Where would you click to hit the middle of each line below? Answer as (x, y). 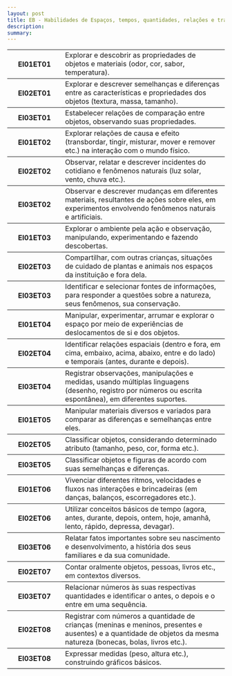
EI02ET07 (35, 572)
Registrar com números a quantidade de (130, 617)
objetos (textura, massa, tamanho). (122, 102)
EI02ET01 (35, 93)
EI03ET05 (35, 465)
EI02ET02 (35, 171)
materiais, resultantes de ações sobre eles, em (141, 200)
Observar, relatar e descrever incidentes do (136, 162)
